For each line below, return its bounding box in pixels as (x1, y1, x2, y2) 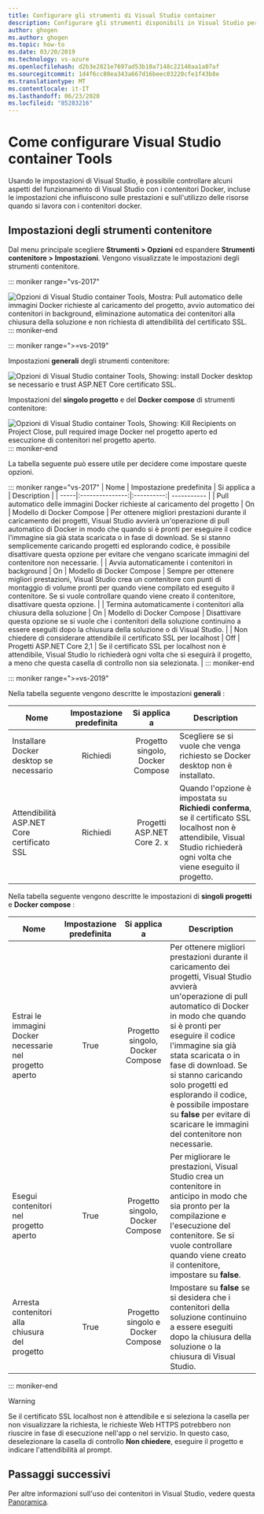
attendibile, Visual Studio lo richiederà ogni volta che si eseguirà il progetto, (8, 650, 253, 659)
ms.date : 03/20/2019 (8, 48, 76, 56)
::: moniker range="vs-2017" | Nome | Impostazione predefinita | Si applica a (8, 482, 255, 492)
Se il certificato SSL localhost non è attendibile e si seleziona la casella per (8, 1411, 250, 1421)
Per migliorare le (170, 1151, 230, 1162)
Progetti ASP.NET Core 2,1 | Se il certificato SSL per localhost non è (8, 641, 226, 650)
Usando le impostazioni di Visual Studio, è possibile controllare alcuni (8, 176, 233, 186)
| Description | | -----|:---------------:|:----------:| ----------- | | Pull (8, 490, 229, 500)
